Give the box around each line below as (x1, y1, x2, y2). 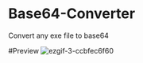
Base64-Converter (8, 5, 136, 23)
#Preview (8, 46, 40, 55)
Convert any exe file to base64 (8, 31, 110, 40)
